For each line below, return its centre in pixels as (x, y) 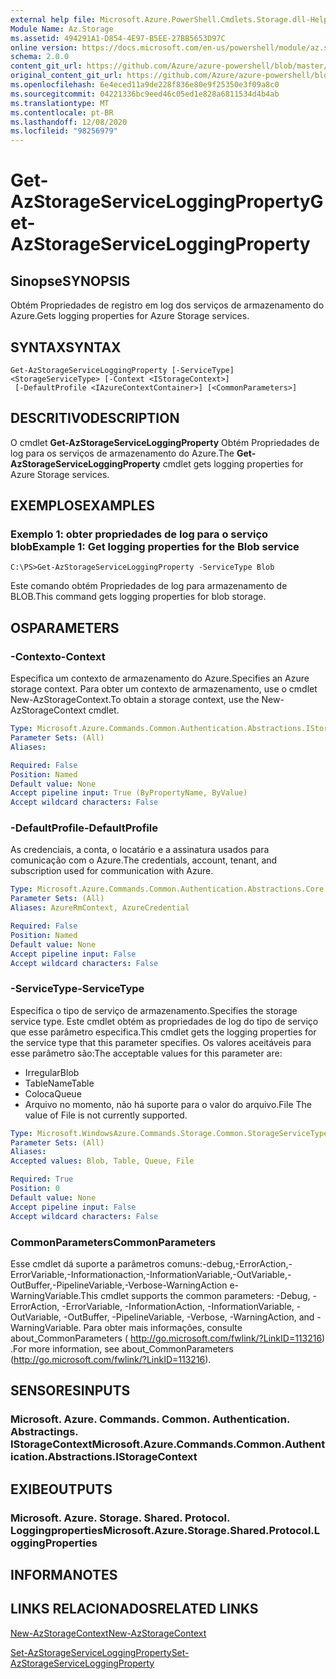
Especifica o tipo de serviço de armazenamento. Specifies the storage (154, 1010)
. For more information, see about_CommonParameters (122, 1348)
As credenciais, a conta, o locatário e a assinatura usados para (140, 850)
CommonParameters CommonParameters (113, 1242)
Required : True (42, 1179)
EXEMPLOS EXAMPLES (82, 506)
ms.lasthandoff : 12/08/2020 (69, 122)
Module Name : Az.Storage (62, 29)
